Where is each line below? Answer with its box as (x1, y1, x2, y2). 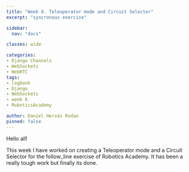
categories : (6, 52, 36, 59)
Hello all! (6, 135, 28, 142)
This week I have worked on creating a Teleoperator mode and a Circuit (6, 146, 182, 153)
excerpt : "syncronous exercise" (6, 14, 87, 20)
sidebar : (6, 25, 28, 31)
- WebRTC (6, 69, 28, 75)
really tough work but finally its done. (6, 159, 97, 166)
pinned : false (6, 118, 42, 124)
